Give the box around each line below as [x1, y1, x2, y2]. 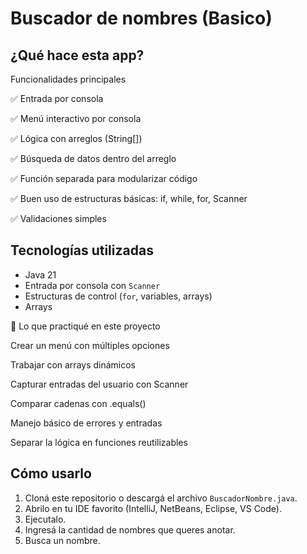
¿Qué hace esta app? [10, 47, 145, 64]
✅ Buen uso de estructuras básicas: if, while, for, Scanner [10, 193, 248, 204]
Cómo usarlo [10, 465, 92, 482]
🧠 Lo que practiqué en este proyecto [10, 320, 161, 332]
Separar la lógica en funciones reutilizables [10, 436, 188, 448]
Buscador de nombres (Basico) [10, 7, 273, 30]
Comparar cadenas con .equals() [10, 397, 147, 409]
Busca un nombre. [24, 534, 101, 546]
